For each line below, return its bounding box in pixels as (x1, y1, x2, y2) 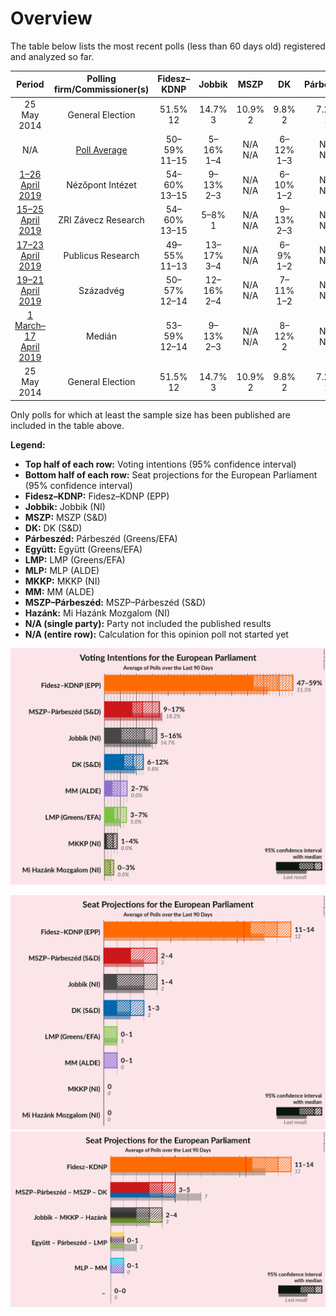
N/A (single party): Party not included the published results (24, 617, 272, 629)
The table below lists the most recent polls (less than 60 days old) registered (10, 40, 326, 52)
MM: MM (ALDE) (24, 585, 95, 597)
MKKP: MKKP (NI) (24, 575, 101, 587)
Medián (86, 330, 117, 342)
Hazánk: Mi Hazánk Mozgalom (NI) (24, 607, 171, 619)
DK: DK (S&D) (24, 522, 83, 534)
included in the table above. (10, 419, 125, 431)
